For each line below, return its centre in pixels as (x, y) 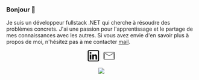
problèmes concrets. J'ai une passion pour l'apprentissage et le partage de (99, 29)
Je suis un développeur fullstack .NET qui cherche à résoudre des (88, 23)
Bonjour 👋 (21, 10)
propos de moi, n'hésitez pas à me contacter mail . (68, 42)
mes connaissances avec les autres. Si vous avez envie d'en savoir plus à (98, 35)
